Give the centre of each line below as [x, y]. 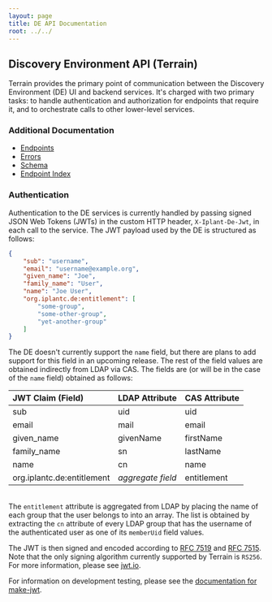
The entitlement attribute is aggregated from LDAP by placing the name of [133, 507]
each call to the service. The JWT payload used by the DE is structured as [132, 230]
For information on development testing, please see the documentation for [133, 581]
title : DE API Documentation [58, 24]
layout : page [30, 16]
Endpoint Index [45, 174]
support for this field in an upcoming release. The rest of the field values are [136, 361]
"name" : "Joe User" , [58, 292]
